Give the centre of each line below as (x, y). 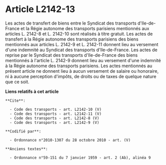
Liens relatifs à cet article (32, 91)
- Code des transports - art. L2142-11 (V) (55, 114)
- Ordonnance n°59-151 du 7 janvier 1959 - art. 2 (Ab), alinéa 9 (80, 157)
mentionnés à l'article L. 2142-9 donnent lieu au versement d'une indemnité (83, 60)
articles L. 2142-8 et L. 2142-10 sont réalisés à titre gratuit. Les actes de (79, 34)
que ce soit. (17, 82)
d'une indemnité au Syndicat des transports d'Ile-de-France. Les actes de (81, 50)
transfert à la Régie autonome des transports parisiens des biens (72, 39)
